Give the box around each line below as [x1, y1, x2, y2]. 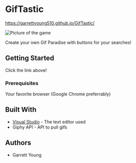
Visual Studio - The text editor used [12, 118, 86, 124]
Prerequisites [5, 79, 38, 86]
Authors [5, 138, 31, 147]
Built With [5, 105, 36, 114]
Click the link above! [5, 67, 47, 73]
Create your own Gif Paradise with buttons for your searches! [5, 39, 131, 45]
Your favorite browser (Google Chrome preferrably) [5, 91, 111, 97]
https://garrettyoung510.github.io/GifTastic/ [5, 20, 95, 26]
